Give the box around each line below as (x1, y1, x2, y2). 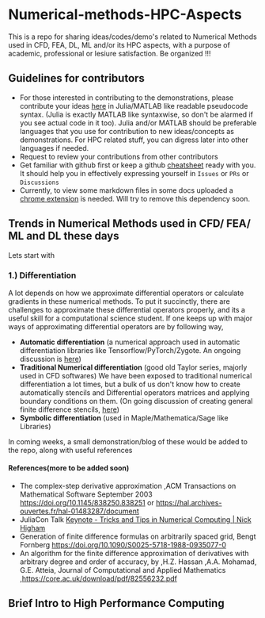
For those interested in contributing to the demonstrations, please (19, 93, 234, 102)
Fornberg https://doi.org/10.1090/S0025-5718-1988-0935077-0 (19, 540, 227, 550)
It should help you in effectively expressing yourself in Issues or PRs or (19, 168, 249, 178)
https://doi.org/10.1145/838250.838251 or (19, 498, 154, 508)
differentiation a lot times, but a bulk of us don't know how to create (19, 379, 241, 389)
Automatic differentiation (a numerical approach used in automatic (19, 337, 240, 347)
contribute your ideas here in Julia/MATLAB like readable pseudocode (19, 101, 248, 110)
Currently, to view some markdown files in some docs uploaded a (19, 185, 233, 195)
